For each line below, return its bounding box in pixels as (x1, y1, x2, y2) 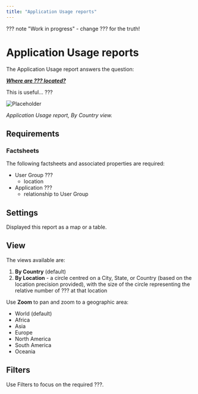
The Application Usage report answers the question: (6, 65, 134, 73)
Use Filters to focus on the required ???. (6, 381, 104, 388)
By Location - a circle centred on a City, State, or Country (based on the (14, 274, 192, 281)
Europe (14, 329, 33, 336)
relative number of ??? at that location (14, 286, 108, 294)
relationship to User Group (23, 191, 89, 198)
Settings (6, 207, 39, 218)
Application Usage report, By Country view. (6, 111, 113, 119)
